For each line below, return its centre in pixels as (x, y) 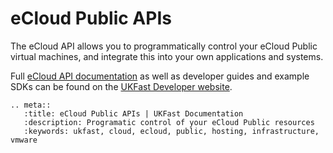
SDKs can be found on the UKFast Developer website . (121, 86)
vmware (24, 140)
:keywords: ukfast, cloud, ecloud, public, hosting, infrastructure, (171, 131)
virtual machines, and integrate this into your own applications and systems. (167, 56)
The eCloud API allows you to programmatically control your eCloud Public (164, 46)
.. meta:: (31, 105)
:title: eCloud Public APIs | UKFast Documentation (133, 113)
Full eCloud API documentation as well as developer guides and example (160, 76)
